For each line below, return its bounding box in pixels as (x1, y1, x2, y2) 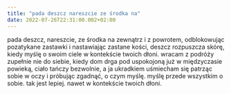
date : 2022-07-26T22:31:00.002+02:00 (7, 16, 116, 23)
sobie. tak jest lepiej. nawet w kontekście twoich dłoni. (7, 79, 163, 87)
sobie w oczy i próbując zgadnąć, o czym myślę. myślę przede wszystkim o (7, 71, 223, 80)
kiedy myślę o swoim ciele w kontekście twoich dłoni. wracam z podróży (7, 49, 214, 58)
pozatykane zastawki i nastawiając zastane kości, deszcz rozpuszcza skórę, (7, 43, 225, 51)
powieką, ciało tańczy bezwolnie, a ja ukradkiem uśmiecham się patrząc (7, 64, 213, 73)
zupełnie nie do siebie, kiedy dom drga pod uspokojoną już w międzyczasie (7, 57, 223, 65)
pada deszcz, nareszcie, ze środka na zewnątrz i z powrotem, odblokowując (7, 35, 225, 43)
